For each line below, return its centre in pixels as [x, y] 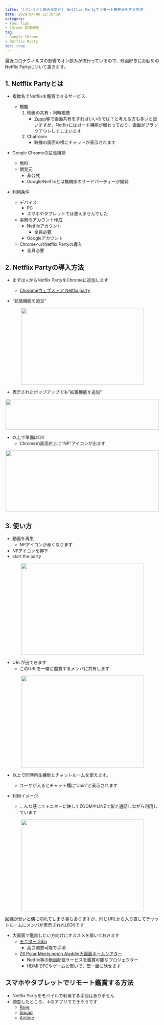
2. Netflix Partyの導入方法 [45, 267]
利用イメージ [25, 796]
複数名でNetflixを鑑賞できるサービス [49, 96]
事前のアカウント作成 [41, 220]
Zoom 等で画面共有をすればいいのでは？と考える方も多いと [94, 119]
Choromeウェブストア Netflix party [55, 291]
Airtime [27, 1017]
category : [15, 19]
